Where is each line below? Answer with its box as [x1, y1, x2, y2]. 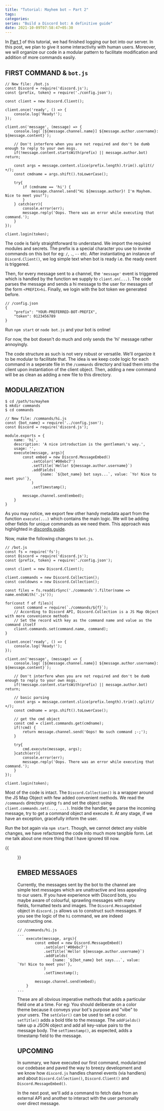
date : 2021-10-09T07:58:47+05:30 [5, 25, 73, 30]
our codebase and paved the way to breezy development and [17, 1065, 141, 1071]
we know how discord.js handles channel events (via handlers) [17, 1070, 146, 1076]
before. [5, 291, 20, 297]
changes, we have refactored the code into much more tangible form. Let [5, 830, 153, 836]
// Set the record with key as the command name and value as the [14, 618, 152, 623]
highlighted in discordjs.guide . [5, 526, 66, 532]
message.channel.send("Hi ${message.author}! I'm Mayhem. [31, 189, 152, 194]
